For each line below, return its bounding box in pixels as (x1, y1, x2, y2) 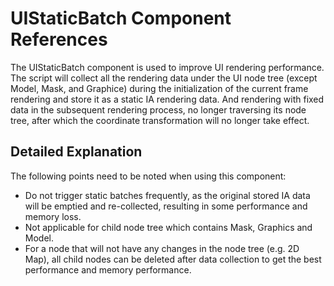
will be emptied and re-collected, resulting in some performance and (24, 200, 308, 212)
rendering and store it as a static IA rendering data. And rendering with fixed (10, 93, 325, 105)
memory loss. (24, 210, 82, 222)
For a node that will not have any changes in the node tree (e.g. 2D (24, 242, 300, 254)
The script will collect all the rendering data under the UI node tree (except (10, 72, 318, 84)
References (10, 28, 108, 51)
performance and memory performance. (24, 263, 192, 276)
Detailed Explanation (10, 143, 143, 161)
